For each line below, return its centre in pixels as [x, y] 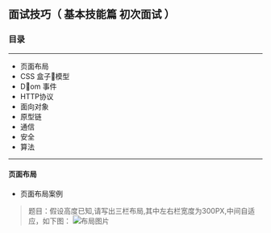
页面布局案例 [41, 193]
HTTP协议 [37, 96]
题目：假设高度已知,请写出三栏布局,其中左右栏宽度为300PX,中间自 [138, 210]
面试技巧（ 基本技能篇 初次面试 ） [92, 15]
